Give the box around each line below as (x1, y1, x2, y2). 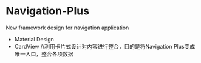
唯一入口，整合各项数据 (14, 50, 73, 58)
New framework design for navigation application (5, 24, 129, 31)
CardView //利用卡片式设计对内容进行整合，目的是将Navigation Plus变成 (14, 43, 196, 50)
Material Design (14, 35, 54, 43)
